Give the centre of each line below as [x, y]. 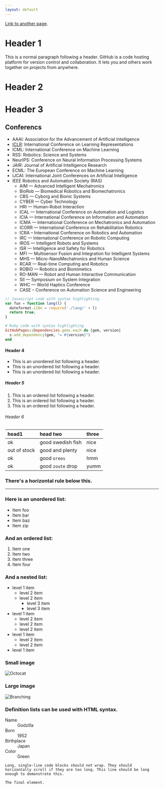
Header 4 [15, 351]
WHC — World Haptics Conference [55, 285]
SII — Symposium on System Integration [60, 279]
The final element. [25, 783]
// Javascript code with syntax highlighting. [53, 299]
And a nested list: [26, 577]
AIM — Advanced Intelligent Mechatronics [62, 186]
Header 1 [23, 43]
